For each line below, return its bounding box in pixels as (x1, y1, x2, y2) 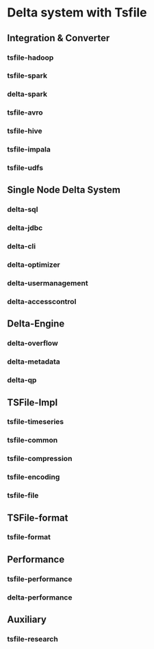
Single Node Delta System (7, 184, 121, 196)
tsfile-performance (7, 574, 73, 584)
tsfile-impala (7, 145, 51, 154)
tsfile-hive (7, 126, 42, 136)
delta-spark (7, 89, 48, 99)
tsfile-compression (7, 454, 73, 464)
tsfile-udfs (7, 163, 43, 173)
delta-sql (7, 204, 38, 214)
